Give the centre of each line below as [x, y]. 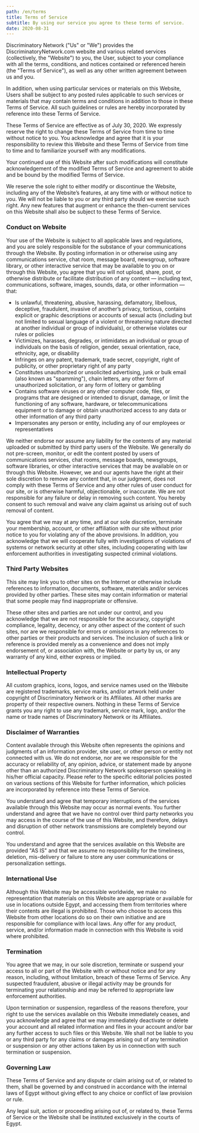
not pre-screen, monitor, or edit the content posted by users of [83, 453]
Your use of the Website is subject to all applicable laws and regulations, [94, 240]
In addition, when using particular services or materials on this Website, [94, 89]
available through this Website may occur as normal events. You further [94, 808]
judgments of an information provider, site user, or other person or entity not [99, 752]
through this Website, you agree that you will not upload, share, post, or [94, 272]
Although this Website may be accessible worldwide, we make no [86, 892]
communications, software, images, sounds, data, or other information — [96, 284]
